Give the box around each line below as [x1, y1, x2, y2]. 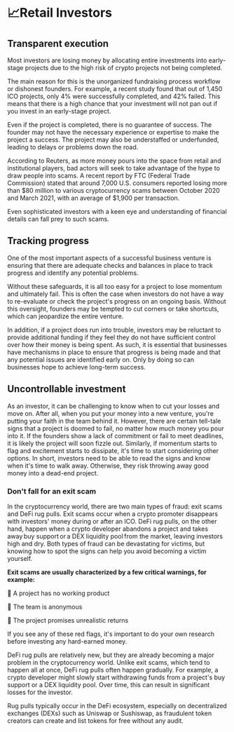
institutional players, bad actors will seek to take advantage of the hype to [7, 164, 221, 172]
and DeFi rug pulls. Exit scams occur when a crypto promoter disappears [7, 509, 219, 518]
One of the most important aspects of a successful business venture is [7, 253, 212, 262]
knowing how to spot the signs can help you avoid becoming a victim [7, 547, 207, 555]
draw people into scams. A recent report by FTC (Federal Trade [7, 172, 191, 179]
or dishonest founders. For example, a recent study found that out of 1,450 [7, 85, 223, 93]
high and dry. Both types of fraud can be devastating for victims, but [7, 539, 205, 548]
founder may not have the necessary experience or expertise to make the [7, 128, 219, 136]
